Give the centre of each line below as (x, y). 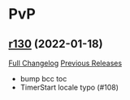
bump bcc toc (43, 79)
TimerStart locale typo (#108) (69, 87)
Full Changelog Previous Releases (65, 63)
